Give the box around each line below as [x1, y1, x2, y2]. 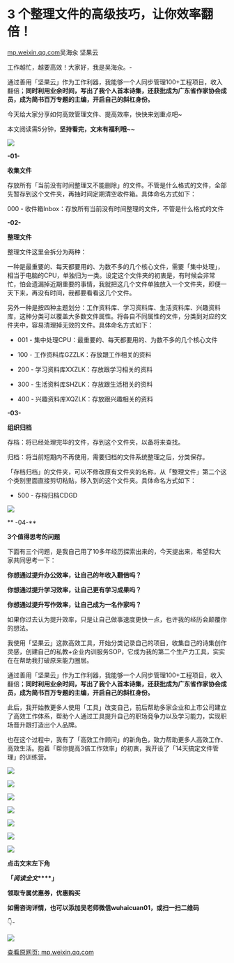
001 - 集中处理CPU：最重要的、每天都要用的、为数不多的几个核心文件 [17, 335, 218, 344]
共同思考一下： [13, 555, 56, 564]
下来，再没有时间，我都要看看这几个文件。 [13, 288, 136, 297]
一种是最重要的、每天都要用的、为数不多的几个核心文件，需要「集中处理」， [7, 262, 224, 270]
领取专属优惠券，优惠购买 [7, 888, 81, 897]
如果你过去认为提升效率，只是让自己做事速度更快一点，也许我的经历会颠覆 [7, 615, 221, 624]
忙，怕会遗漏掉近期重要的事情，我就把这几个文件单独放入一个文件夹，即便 [7, 279, 221, 288]
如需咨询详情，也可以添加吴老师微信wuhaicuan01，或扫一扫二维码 [7, 903, 200, 911]
